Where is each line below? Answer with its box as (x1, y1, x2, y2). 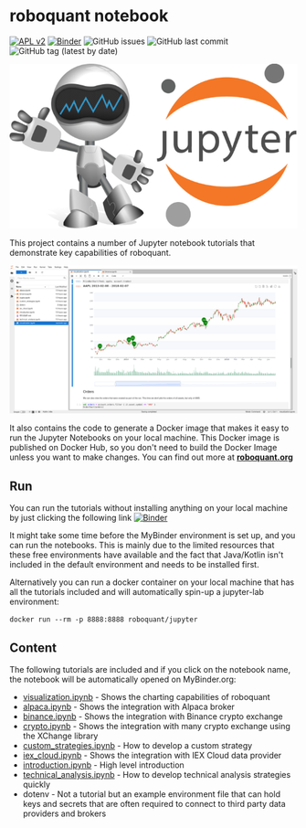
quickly (22, 779, 51, 790)
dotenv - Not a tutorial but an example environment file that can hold (22, 788, 281, 800)
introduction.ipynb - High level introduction (22, 759, 185, 770)
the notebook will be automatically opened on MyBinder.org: (9, 674, 237, 685)
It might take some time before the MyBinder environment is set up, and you (9, 530, 296, 541)
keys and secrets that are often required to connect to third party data (22, 798, 286, 809)
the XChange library (22, 730, 99, 741)
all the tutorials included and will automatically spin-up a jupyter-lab (9, 587, 265, 598)
